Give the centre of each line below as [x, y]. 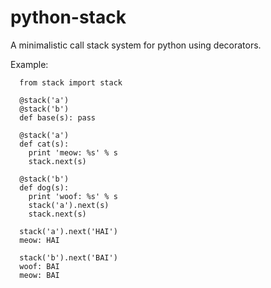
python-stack [68, 17]
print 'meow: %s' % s [73, 152]
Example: [29, 64]
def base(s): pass [58, 117]
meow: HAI [39, 240]
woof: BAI [39, 266]
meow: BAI [39, 275]
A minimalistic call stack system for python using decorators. [136, 45]
